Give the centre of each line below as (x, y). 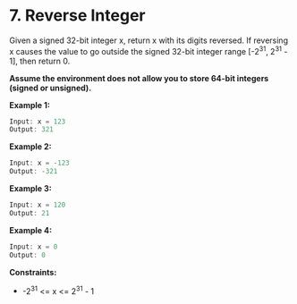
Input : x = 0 (34, 247)
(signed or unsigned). (51, 88)
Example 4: (30, 230)
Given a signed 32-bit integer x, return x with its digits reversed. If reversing (149, 40)
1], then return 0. (40, 61)
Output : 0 (28, 255)
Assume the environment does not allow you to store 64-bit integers (139, 78)
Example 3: (30, 189)
